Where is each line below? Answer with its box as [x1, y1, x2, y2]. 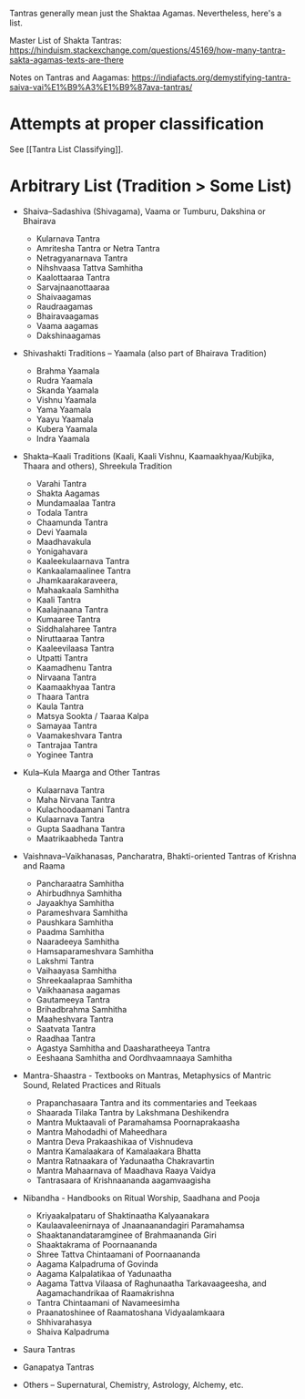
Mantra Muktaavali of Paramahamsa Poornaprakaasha [36, 1116, 240, 1127]
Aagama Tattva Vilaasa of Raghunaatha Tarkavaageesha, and [36, 1278, 267, 1289]
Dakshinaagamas [36, 330, 102, 341]
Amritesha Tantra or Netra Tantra [36, 242, 160, 253]
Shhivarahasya [36, 1316, 93, 1327]
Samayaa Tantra [36, 720, 97, 731]
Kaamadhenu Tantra [36, 662, 113, 673]
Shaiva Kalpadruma [36, 1326, 110, 1337]
